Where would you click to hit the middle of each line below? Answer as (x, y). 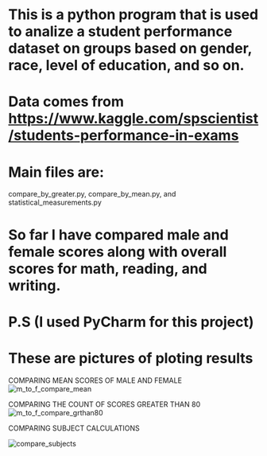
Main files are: (56, 172)
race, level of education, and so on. (126, 66)
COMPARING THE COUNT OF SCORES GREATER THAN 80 (104, 404)
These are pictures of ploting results (131, 358)
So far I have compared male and (118, 234)
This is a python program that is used (133, 15)
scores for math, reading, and (108, 269)
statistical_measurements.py (55, 203)
